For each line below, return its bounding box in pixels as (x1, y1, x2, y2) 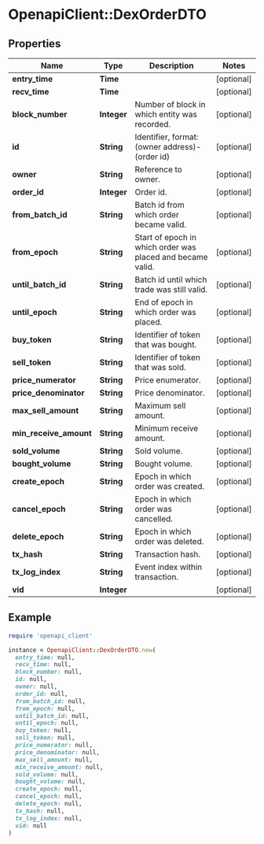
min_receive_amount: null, (15, 763, 104, 771)
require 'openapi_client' (8, 631, 93, 639)
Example (8, 611, 52, 624)
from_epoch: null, (15, 705, 76, 713)
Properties (8, 37, 61, 50)
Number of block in (134, 99, 206, 109)
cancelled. (134, 513, 174, 524)
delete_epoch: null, (15, 800, 82, 808)
